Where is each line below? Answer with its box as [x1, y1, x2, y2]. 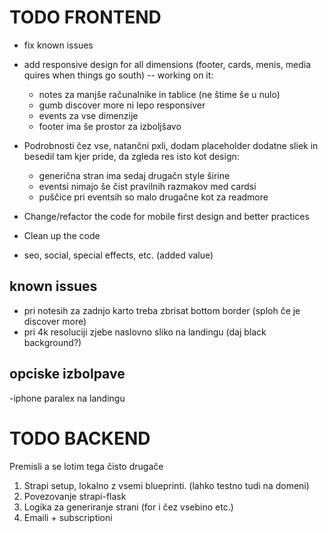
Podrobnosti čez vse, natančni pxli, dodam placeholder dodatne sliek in [23, 139, 319, 151]
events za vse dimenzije [38, 109, 139, 121]
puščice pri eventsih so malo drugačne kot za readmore [38, 191, 269, 203]
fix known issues [23, 39, 94, 51]
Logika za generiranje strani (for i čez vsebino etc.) [23, 501, 234, 513]
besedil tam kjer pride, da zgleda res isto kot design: [23, 150, 240, 162]
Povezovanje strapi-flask [23, 490, 127, 502]
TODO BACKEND [9, 427, 151, 450]
